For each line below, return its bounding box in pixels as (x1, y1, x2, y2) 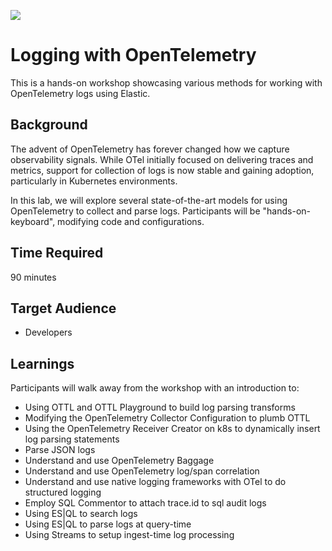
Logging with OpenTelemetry (10, 44, 257, 67)
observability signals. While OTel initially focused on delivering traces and (10, 153, 314, 165)
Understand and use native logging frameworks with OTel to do (24, 476, 287, 488)
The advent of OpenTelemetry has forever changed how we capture (10, 143, 290, 155)
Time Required (10, 245, 104, 262)
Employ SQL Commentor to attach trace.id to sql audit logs (24, 497, 267, 509)
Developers (24, 326, 73, 339)
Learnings (10, 355, 75, 372)
